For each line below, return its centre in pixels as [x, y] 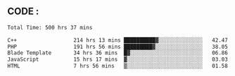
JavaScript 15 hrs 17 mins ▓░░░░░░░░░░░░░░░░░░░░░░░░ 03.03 [118, 60]
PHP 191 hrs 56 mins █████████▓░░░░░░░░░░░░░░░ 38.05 [118, 47]
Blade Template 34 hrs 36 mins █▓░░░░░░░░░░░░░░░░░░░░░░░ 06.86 [118, 53]
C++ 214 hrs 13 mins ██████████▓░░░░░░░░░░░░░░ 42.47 [118, 40]
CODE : [23, 12]
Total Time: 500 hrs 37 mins [50, 27]
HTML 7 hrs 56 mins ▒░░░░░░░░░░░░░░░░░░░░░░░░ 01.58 [118, 66]
